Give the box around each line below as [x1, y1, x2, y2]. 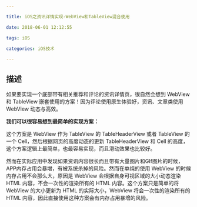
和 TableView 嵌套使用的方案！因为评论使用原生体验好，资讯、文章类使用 [6, 98, 183, 105]
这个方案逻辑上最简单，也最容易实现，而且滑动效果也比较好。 [6, 145, 156, 152]
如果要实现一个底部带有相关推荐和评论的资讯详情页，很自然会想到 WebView [6, 91, 190, 98]
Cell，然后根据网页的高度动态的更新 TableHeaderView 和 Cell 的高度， [17, 138, 189, 145]
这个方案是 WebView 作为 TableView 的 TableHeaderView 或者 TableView [6, 131, 183, 138]
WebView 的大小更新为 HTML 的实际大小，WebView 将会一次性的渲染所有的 [6, 187, 191, 194]
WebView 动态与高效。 [6, 105, 62, 112]
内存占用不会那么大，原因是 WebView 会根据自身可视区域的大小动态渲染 [6, 172, 181, 179]
